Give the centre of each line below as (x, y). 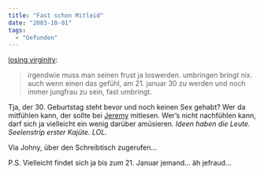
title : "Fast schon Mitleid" (56, 15)
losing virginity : (33, 60)
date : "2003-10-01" (40, 23)
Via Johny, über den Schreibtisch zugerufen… (83, 147)
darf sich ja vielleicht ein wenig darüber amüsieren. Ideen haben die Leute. (129, 124)
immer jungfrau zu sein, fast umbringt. (89, 92)
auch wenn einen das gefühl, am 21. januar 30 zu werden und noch (136, 84)
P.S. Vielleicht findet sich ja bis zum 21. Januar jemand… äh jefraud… (120, 163)
